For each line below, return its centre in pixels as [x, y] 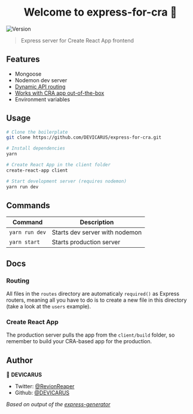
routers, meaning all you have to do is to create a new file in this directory [96, 300]
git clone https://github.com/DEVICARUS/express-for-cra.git [84, 137]
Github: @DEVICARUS [42, 393]
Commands [28, 205]
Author [19, 360]
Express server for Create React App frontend [77, 40]
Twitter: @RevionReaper [45, 386]
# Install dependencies [36, 148]
